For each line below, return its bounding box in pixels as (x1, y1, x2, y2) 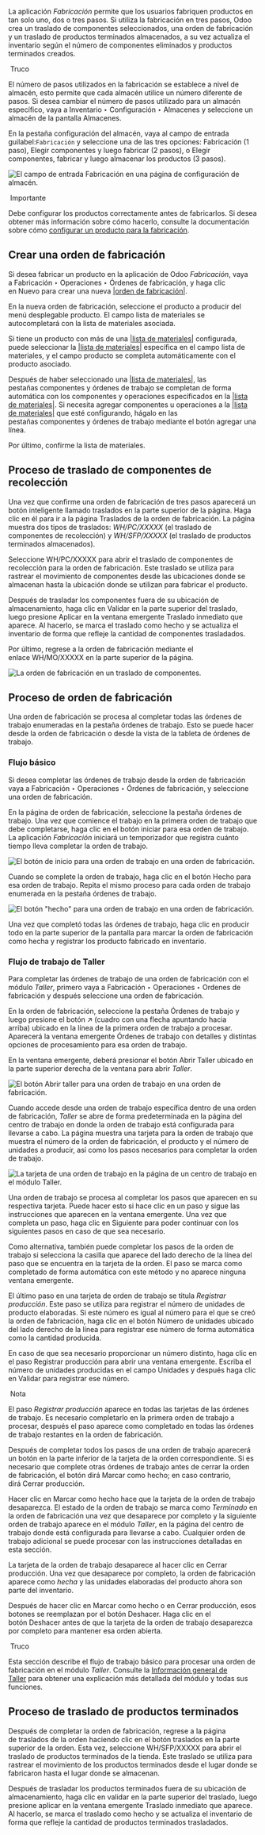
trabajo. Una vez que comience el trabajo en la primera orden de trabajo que (8, 816, 258, 825)
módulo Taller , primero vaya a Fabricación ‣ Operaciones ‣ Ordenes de (8, 983, 241, 992)
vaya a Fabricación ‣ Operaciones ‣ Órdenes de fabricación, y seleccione (8, 783, 249, 793)
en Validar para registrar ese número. (8, 1374, 130, 1384)
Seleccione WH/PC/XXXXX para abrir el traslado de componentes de (8, 555, 233, 564)
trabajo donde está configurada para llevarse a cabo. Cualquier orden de (8, 1528, 246, 1537)
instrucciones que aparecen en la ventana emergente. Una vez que (8, 1210, 227, 1219)
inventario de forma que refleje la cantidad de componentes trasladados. (8, 628, 246, 638)
